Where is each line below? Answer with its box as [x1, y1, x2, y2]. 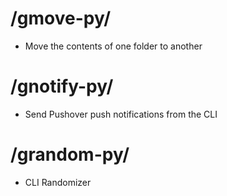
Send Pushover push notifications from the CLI [24, 108, 218, 120]
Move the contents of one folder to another [24, 40, 203, 52]
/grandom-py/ [10, 143, 130, 166]
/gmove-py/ [10, 7, 112, 30]
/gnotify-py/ [10, 75, 114, 98]
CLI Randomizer [24, 176, 92, 188]
